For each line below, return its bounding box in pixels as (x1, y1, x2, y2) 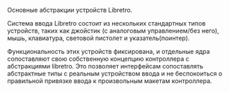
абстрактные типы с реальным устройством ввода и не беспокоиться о (7, 69, 223, 77)
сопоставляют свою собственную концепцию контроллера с (7, 55, 190, 63)
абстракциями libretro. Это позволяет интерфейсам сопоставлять (7, 62, 204, 70)
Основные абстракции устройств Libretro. (7, 6, 133, 14)
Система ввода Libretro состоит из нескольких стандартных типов (7, 19, 206, 27)
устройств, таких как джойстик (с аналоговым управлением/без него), (7, 27, 219, 35)
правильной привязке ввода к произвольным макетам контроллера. (7, 77, 212, 85)
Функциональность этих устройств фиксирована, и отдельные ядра (7, 48, 210, 55)
